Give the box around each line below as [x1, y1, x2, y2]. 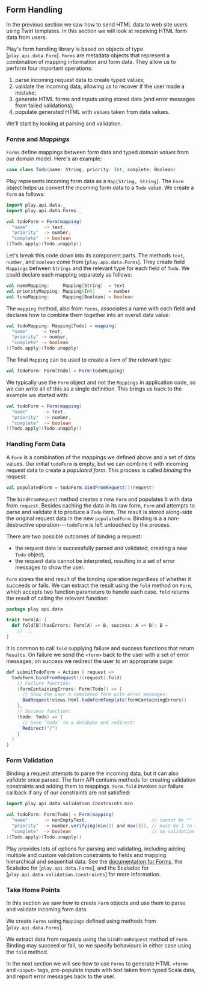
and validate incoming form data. [6, 906, 88, 912]
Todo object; [14, 551, 45, 558]
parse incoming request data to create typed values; [14, 76, 145, 83]
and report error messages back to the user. [6, 973, 116, 980]
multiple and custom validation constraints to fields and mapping [6, 851, 167, 858]
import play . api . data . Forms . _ [6, 207, 82, 213]
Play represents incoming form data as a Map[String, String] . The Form [6, 177, 184, 184]
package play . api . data [6, 606, 63, 612]
